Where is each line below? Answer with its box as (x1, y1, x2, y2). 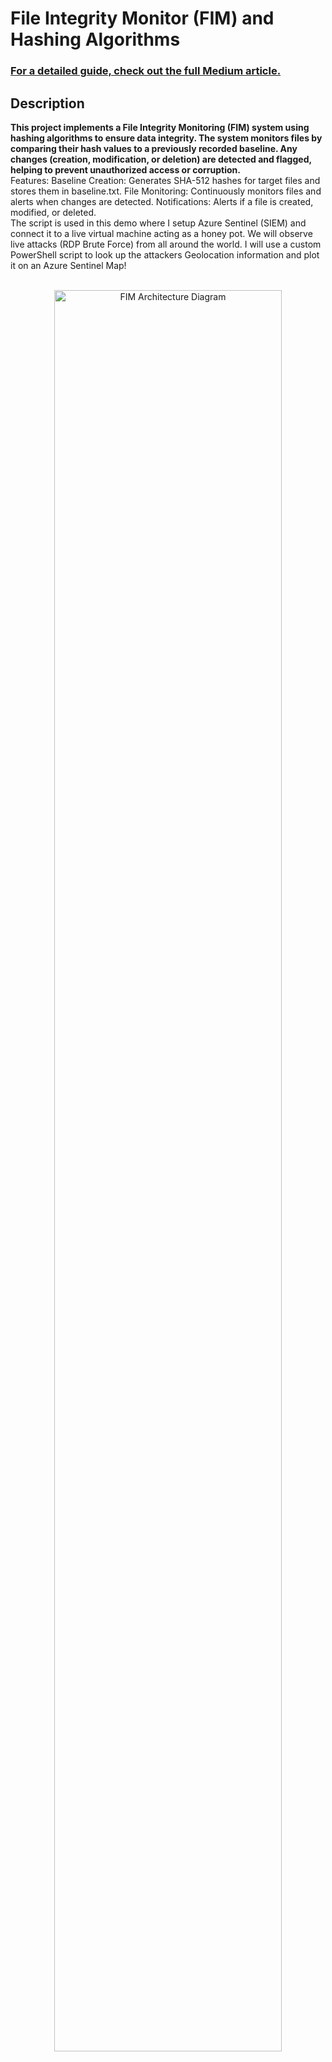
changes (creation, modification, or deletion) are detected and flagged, (10, 153, 312, 165)
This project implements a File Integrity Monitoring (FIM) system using (10, 121, 310, 133)
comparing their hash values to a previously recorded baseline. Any (10, 142, 298, 154)
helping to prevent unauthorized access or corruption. (10, 163, 241, 176)
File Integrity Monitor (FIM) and (10, 7, 275, 30)
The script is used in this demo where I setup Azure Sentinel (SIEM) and (10, 217, 307, 229)
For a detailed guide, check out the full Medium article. (10, 64, 282, 78)
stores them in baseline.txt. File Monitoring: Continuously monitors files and (10, 185, 322, 197)
